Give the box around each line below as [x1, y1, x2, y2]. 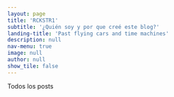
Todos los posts [7, 82, 54, 90]
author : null [7, 56, 46, 63]
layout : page [7, 10, 46, 18]
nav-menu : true [7, 43, 52, 50]
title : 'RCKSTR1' [7, 17, 59, 24]
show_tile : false [7, 63, 59, 70]
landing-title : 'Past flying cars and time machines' [7, 30, 170, 37]
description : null [7, 37, 62, 44]
